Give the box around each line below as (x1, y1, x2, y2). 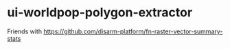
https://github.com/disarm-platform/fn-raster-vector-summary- (43, 27, 223, 35)
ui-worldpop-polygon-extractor (7, 5, 193, 20)
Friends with (7, 27, 43, 35)
